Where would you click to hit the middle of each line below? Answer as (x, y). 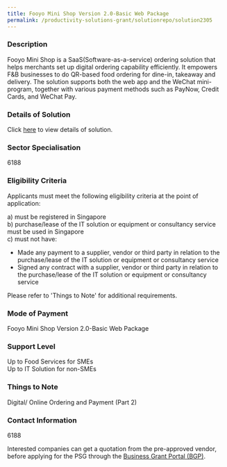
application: (24, 203)
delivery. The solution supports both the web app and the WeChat (101, 81)
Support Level (31, 346)
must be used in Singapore (46, 231)
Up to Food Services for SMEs (50, 361)
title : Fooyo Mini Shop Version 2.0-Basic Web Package (88, 14)
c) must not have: (32, 239)
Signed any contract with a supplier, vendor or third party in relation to (118, 267)
